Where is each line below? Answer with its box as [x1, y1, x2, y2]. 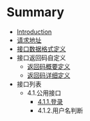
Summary [6, 4, 64, 20]
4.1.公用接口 [27, 89, 61, 97]
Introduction [16, 27, 52, 36]
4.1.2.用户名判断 [37, 106, 84, 115]
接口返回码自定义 [16, 53, 66, 62]
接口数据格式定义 [16, 44, 66, 53]
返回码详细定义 [27, 71, 70, 79]
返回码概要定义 [27, 62, 70, 70]
